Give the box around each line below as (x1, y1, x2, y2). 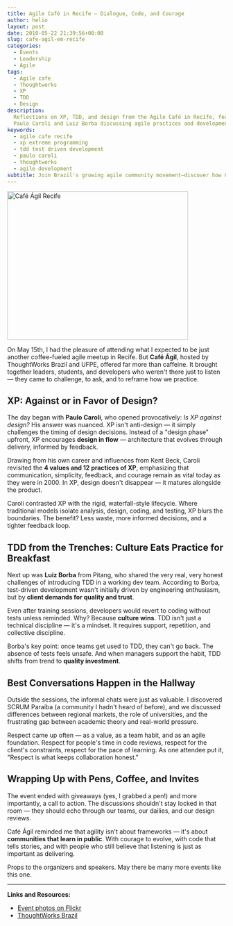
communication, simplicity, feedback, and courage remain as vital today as (7, 471, 221, 479)
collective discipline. (7, 629, 66, 637)
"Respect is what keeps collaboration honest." (7, 753, 139, 761)
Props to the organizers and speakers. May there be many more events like (7, 863, 222, 871)
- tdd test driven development (13, 146, 104, 153)
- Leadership (13, 56, 51, 63)
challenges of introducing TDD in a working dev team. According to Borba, (7, 578, 221, 587)
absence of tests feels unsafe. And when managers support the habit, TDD (7, 650, 221, 658)
